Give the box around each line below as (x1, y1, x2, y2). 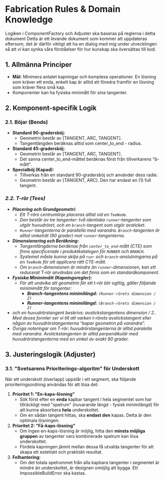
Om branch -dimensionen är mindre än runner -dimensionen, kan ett (19, 264, 156, 270)
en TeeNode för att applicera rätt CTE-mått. (19, 259, 107, 265)
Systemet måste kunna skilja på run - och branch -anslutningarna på (19, 254, 158, 260)
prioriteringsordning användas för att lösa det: (5, 381, 99, 387)
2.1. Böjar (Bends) (5, 119, 48, 126)
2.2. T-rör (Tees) (5, 195, 45, 202)
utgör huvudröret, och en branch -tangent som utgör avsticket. (19, 222, 146, 228)
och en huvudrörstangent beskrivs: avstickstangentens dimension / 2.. (12, 310, 157, 316)
